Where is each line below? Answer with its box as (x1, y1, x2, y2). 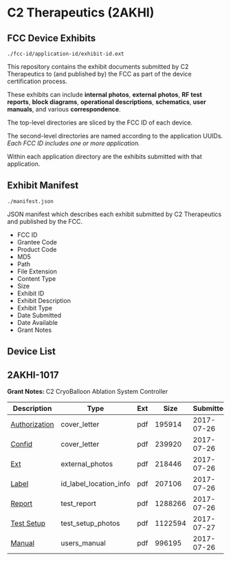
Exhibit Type (16, 304, 53, 312)
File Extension (16, 267, 57, 275)
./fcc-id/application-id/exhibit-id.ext (7, 50, 125, 57)
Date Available (16, 318, 58, 326)
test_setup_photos (60, 518, 120, 528)
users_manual (60, 538, 107, 548)
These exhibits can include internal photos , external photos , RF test (7, 91, 203, 98)
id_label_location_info (60, 479, 131, 489)
